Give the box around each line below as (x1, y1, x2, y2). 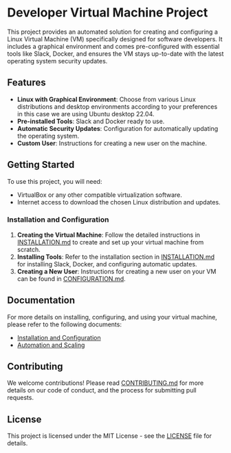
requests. (7, 394, 34, 402)
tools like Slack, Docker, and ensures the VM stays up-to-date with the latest (7, 50, 224, 58)
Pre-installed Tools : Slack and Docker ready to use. (16, 117, 165, 125)
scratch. (16, 245, 41, 253)
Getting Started (7, 159, 75, 171)
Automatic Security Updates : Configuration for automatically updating (16, 124, 219, 132)
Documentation (7, 295, 76, 306)
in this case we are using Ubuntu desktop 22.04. (16, 109, 155, 118)
